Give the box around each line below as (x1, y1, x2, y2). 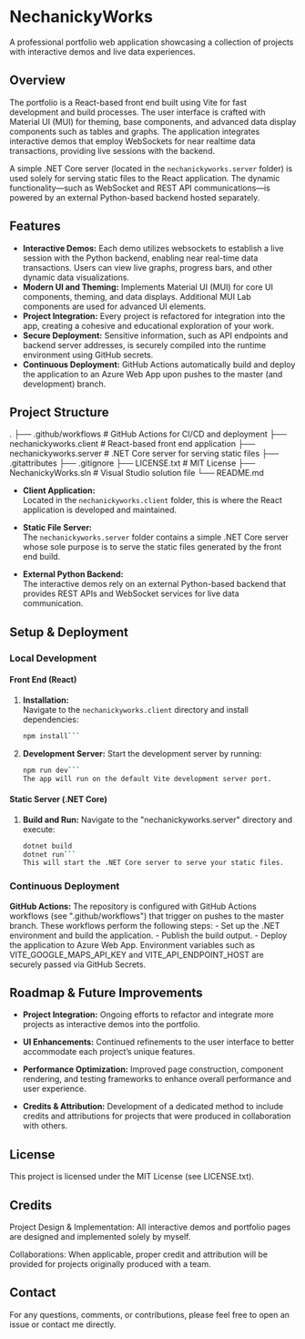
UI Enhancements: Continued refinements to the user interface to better (22, 1036, 295, 1047)
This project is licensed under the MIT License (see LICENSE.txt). (9, 1171, 255, 1182)
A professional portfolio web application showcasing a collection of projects (9, 36, 294, 47)
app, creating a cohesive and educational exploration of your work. (22, 320, 275, 331)
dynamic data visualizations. (22, 272, 130, 283)
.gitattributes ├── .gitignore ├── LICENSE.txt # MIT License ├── (9, 458, 256, 469)
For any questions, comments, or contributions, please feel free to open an (9, 1309, 290, 1320)
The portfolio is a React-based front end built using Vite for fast (9, 97, 248, 108)
